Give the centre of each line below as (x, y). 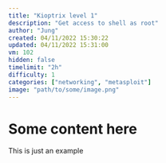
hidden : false (32, 60)
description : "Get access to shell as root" (83, 23)
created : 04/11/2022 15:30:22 (59, 38)
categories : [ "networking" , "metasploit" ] (80, 82)
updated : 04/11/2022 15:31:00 (59, 45)
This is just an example (46, 151)
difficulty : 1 (32, 75)
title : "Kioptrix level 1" (53, 16)
